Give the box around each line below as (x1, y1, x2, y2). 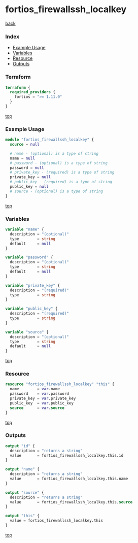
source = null (10, 142, 40, 147)
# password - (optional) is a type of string (10, 160, 108, 165)
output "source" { (5, 490, 44, 495)
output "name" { (5, 467, 40, 472)
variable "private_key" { (5, 283, 60, 288)
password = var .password (10, 391, 70, 396)
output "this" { (5, 514, 40, 519)
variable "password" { (5, 255, 53, 260)
